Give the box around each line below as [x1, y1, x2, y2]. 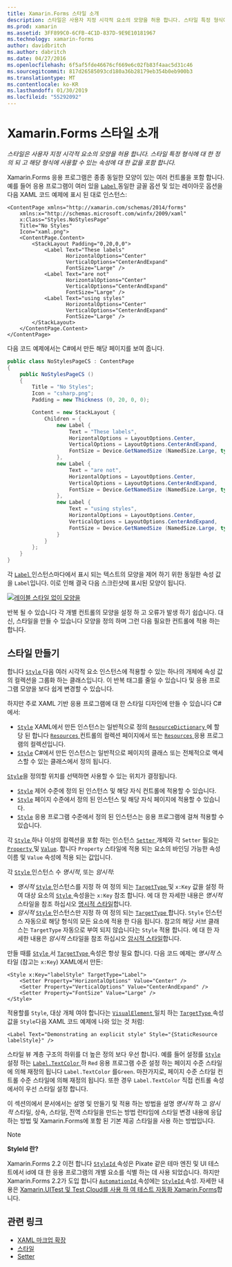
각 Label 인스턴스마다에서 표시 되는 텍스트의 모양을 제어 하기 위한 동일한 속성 [7, 570, 214, 579]
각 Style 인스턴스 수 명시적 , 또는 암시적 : [7, 867, 115, 876]
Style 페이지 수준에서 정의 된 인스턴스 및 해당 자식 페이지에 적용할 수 [17, 795, 202, 803]
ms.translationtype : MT [7, 74, 76, 82]
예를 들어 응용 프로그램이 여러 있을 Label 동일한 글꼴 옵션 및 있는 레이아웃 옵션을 [7, 181, 223, 190]
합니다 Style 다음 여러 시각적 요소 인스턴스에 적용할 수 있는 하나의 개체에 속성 [7, 667, 216, 675]
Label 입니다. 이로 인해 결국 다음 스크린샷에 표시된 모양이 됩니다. [14, 579, 186, 588]
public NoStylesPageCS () [19, 370, 95, 377]
